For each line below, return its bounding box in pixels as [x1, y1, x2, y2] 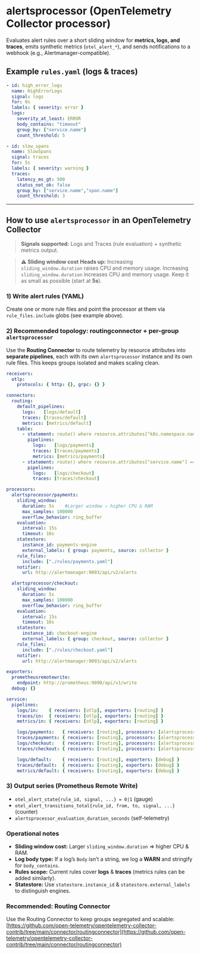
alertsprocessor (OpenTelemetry [6, 4, 172, 18]
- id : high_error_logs [6, 82, 62, 88]
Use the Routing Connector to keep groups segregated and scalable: [6, 916, 174, 923]
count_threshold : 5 [17, 132, 65, 138]
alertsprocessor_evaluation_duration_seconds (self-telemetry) [14, 814, 170, 822]
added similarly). [14, 875, 57, 881]
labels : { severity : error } [11, 104, 84, 111]
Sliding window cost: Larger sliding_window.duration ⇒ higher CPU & [14, 843, 189, 850]
